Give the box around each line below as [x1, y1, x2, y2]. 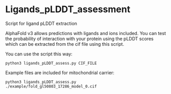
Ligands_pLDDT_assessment [5, 4, 131, 15]
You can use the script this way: [5, 51, 72, 57]
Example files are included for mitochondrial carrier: [5, 70, 115, 76]
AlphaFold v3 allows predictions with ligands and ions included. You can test [5, 30, 166, 36]
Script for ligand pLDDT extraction [5, 20, 78, 26]
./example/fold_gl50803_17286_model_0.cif [5, 84, 97, 89]
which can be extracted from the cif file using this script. [5, 41, 124, 47]
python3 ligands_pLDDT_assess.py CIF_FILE [5, 60, 97, 66]
